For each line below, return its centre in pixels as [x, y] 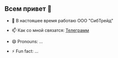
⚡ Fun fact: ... [25, 51]
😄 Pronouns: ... [27, 41]
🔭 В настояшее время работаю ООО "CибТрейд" [62, 20]
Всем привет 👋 [28, 9]
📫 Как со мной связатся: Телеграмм [50, 30]
